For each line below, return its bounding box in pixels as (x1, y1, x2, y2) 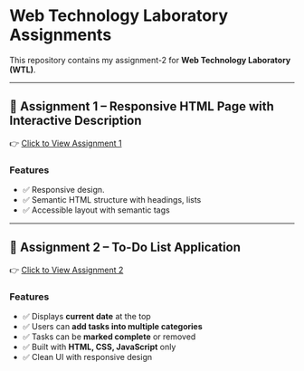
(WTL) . (9, 64, 36, 75)
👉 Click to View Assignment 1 (9, 138, 122, 148)
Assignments (9, 24, 112, 45)
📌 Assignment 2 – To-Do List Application (9, 240, 242, 255)
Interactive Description (9, 113, 142, 128)
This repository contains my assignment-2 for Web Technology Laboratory (9, 54, 291, 65)
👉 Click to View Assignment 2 (9, 264, 124, 275)
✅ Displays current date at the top (22, 311, 151, 322)
